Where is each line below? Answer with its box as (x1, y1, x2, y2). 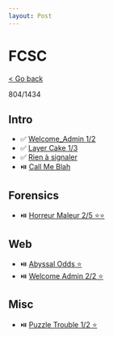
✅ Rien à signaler (19, 152, 78, 162)
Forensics (8, 188, 59, 203)
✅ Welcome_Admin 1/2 (19, 134, 96, 144)
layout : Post (8, 11, 52, 20)
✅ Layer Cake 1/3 (19, 143, 78, 153)
